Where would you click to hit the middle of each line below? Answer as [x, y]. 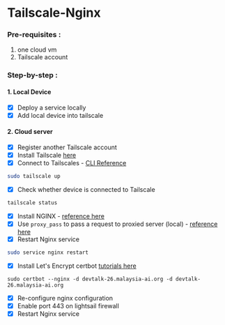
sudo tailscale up [34, 176]
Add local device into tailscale [60, 115]
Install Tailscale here [47, 155]
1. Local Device [29, 92]
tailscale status [32, 203]
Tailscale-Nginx [54, 13]
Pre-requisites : [34, 35]
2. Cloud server [30, 132]
